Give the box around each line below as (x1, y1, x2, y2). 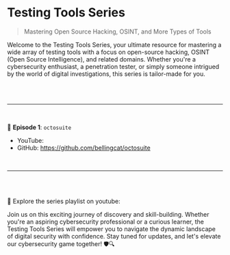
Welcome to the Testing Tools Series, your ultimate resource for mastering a (7, 40, 222, 49)
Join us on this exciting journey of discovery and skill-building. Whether (7, 210, 209, 218)
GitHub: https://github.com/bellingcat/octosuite (16, 144, 151, 152)
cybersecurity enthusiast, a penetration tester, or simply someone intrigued (7, 62, 220, 70)
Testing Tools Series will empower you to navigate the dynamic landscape (7, 224, 216, 233)
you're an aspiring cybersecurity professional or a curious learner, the (7, 217, 204, 226)
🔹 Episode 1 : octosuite (7, 123, 72, 131)
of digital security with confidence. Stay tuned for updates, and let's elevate (7, 232, 221, 240)
